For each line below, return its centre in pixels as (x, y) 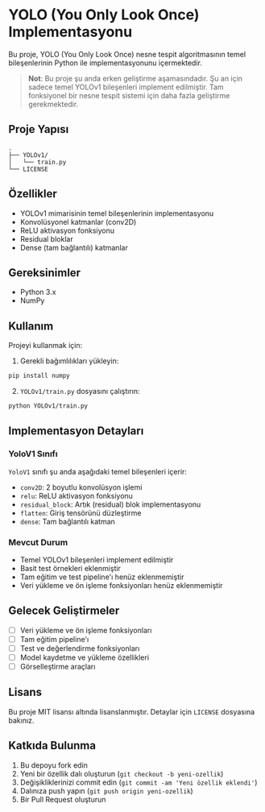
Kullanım (31, 326)
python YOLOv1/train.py (48, 406)
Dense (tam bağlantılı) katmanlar (74, 247)
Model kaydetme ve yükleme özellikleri (85, 657)
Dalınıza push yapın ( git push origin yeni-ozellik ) (106, 790)
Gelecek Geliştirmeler (64, 611)
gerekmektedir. (53, 104)
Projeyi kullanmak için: (46, 346)
